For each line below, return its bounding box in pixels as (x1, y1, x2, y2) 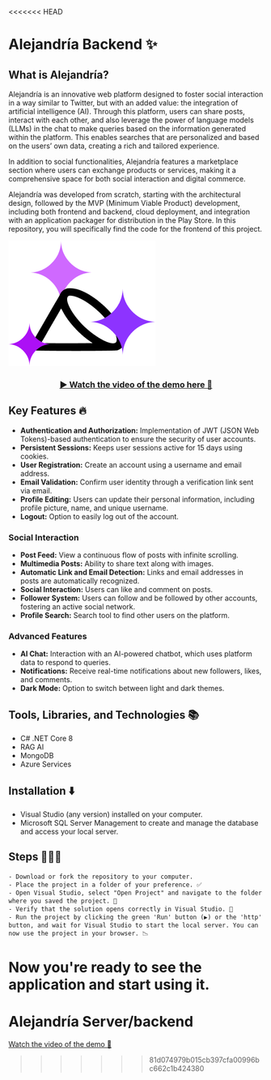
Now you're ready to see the (8, 958, 202, 976)
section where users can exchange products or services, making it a (8, 165, 236, 175)
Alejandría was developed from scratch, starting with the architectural (8, 190, 241, 199)
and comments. (19, 675, 73, 685)
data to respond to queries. (19, 658, 111, 668)
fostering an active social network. (19, 602, 136, 612)
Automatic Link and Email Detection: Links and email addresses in (19, 567, 244, 578)
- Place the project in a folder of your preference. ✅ (8, 881, 202, 889)
